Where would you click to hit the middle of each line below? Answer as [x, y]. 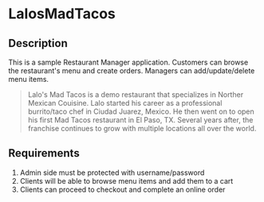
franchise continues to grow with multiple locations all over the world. [142, 128]
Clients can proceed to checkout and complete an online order [122, 189]
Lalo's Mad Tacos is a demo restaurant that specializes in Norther [136, 95]
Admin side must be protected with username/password [112, 173]
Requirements [44, 153]
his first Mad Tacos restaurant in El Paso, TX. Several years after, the [140, 120]
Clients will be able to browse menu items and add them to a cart [126, 181]
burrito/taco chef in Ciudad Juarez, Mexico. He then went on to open [141, 111]
